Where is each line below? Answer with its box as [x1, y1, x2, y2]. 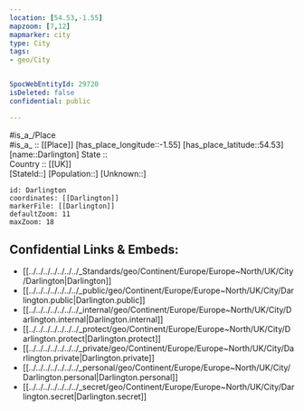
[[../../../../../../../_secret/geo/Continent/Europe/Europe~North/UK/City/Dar [22, 382, 295, 393]
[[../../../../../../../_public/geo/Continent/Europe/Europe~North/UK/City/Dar [22, 285, 295, 296]
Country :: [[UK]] [9, 158, 72, 169]
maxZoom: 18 [9, 217, 54, 227]
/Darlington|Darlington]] [22, 276, 112, 287]
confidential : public [9, 96, 91, 105]
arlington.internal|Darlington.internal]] [22, 314, 164, 325]
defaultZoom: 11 [9, 210, 71, 219]
